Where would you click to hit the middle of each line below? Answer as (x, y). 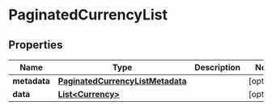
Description (217, 68)
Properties (36, 45)
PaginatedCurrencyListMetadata (122, 81)
